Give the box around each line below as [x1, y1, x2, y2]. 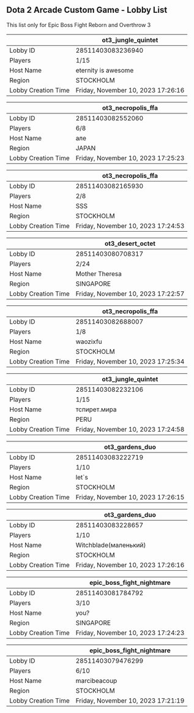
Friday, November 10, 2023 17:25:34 [75, 357, 185, 365]
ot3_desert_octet [104, 239, 156, 248]
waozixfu [75, 337, 102, 346]
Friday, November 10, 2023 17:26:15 [75, 493, 185, 501]
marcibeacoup [75, 676, 118, 685]
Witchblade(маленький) [75, 541, 146, 549]
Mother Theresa [75, 269, 122, 278]
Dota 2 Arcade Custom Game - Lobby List [6, 5, 168, 15]
